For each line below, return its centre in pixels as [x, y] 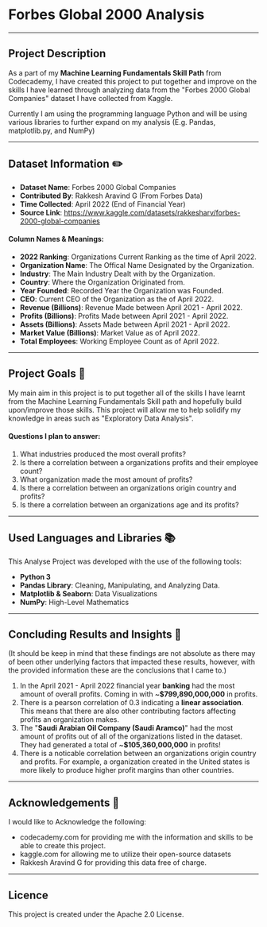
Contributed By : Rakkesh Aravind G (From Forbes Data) [111, 196]
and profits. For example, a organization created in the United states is [135, 762]
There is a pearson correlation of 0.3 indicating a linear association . [132, 703]
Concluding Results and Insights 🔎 [95, 634]
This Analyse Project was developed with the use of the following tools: [125, 561]
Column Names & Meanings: [56, 239]
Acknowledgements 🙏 [64, 803]
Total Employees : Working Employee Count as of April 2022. [120, 341]
